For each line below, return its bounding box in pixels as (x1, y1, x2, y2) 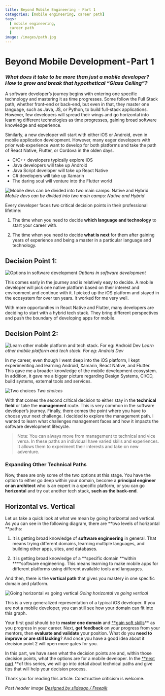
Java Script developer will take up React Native (12, 168, 108, 174)
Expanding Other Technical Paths (5, 461, 87, 468)
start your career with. (12, 222, 58, 228)
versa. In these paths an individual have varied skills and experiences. (17, 438, 159, 444)
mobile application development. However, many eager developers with (5, 137, 151, 143)
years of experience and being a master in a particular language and (12, 237, 151, 243)
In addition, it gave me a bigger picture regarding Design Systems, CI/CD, (5, 373, 154, 379)
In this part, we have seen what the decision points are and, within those (5, 650, 152, 656)
